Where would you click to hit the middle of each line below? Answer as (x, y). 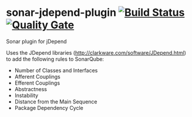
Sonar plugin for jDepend (36, 41)
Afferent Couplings (37, 76)
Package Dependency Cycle (49, 108)
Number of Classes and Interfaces (56, 70)
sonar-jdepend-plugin (61, 13)
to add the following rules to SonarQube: (55, 59)
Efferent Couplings (37, 83)
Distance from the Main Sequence (56, 101)
